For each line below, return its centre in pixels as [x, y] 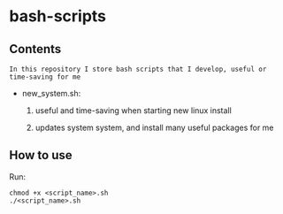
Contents [35, 49]
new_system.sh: [51, 93]
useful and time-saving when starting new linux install [133, 111]
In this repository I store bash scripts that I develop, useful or [138, 69]
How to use [41, 155]
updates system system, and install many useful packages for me [154, 127]
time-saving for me [45, 77]
